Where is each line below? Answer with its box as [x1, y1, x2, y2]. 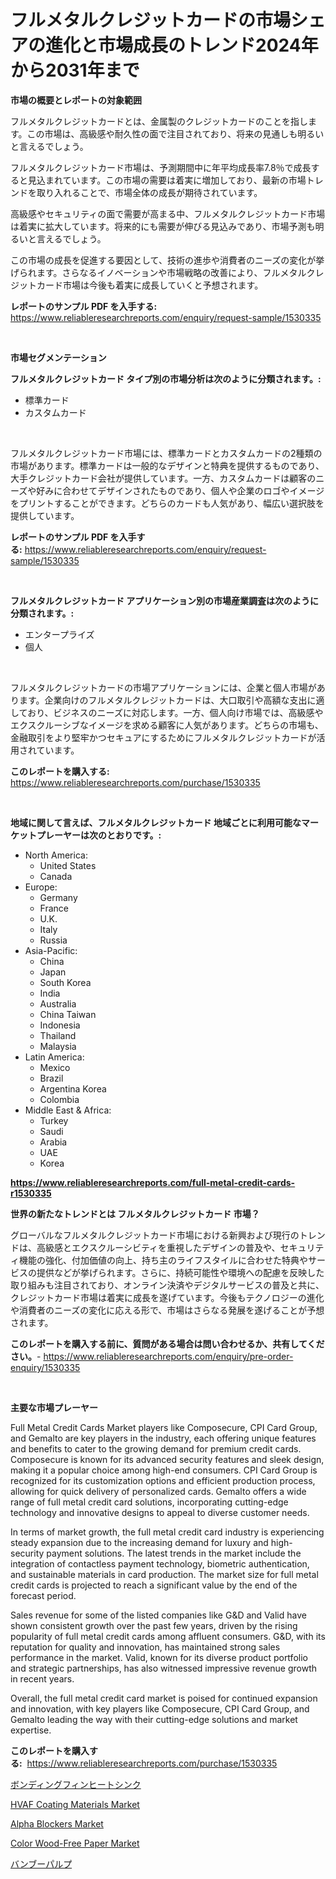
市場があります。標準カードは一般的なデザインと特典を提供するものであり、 [10, 459, 325, 471]
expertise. [10, 1724, 52, 1736]
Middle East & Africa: [24, 1104, 112, 1116]
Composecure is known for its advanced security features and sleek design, [10, 1453, 325, 1465]
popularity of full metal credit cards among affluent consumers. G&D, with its [10, 1630, 326, 1642]
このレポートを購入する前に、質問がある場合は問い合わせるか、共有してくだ [10, 1337, 325, 1350]
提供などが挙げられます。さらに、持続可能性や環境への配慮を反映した [36, 1266, 325, 1278]
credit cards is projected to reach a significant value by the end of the [10, 1579, 298, 1591]
